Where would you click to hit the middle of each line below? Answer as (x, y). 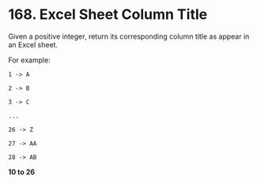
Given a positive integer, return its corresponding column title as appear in (129, 36)
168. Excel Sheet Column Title (108, 15)
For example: (30, 60)
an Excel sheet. (33, 44)
